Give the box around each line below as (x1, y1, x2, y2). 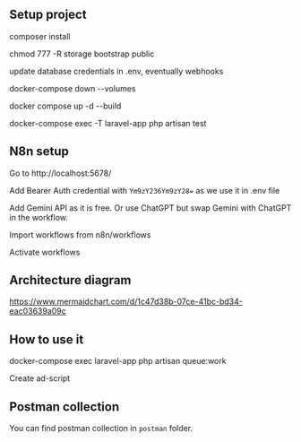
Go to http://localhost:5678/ (9, 168, 112, 178)
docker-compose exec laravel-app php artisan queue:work (9, 356, 227, 367)
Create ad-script (9, 373, 71, 384)
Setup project (9, 7, 87, 22)
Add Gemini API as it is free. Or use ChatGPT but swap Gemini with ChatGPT (9, 202, 292, 213)
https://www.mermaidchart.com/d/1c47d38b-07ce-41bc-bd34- (9, 296, 244, 308)
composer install (9, 30, 71, 41)
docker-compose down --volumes (9, 82, 136, 93)
